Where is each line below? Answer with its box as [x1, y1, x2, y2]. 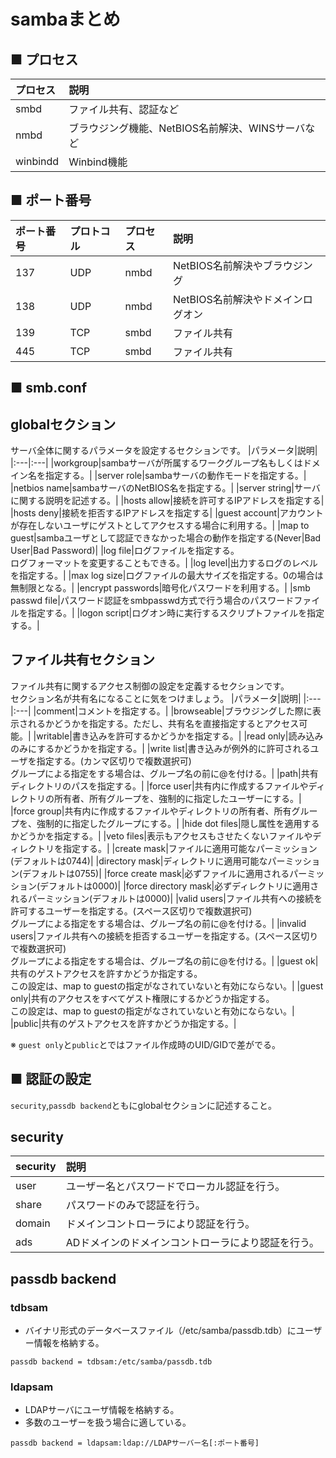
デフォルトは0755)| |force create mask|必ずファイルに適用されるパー [22, 867, 308, 879]
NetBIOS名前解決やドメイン [172, 292, 303, 306]
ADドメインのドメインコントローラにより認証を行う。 [65, 1236, 320, 1250]
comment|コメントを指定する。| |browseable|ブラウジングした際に [36, 705, 313, 717]
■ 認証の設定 [10, 1071, 92, 1088]
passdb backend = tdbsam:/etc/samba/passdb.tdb [10, 1357, 213, 1367]
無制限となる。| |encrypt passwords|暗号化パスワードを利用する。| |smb [10, 582, 311, 594]
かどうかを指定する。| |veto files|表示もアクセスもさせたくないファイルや [10, 830, 313, 842]
